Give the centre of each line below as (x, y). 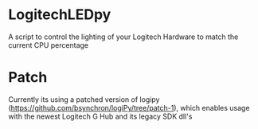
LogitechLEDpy (60, 15)
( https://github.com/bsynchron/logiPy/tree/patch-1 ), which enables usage (129, 107)
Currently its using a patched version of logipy (84, 99)
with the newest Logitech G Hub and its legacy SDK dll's (100, 116)
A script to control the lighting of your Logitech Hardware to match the (123, 37)
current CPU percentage (49, 45)
